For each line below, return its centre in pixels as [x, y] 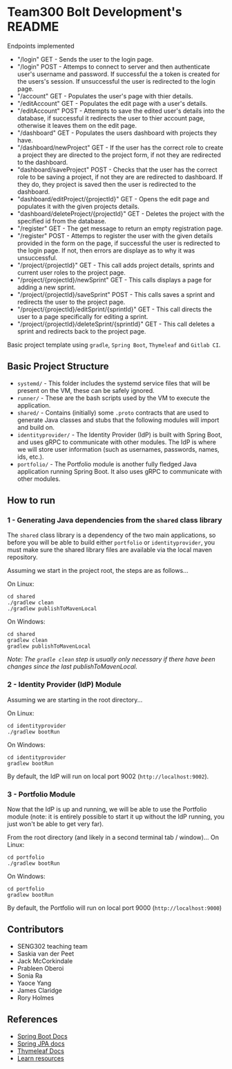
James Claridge [39, 990]
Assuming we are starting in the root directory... [75, 700]
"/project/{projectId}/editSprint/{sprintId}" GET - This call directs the [115, 309]
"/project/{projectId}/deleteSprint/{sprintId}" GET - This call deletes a [116, 324]
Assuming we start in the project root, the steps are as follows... [98, 571]
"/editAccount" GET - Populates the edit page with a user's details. [112, 103]
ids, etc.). [30, 457]
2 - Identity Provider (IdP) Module [65, 684]
